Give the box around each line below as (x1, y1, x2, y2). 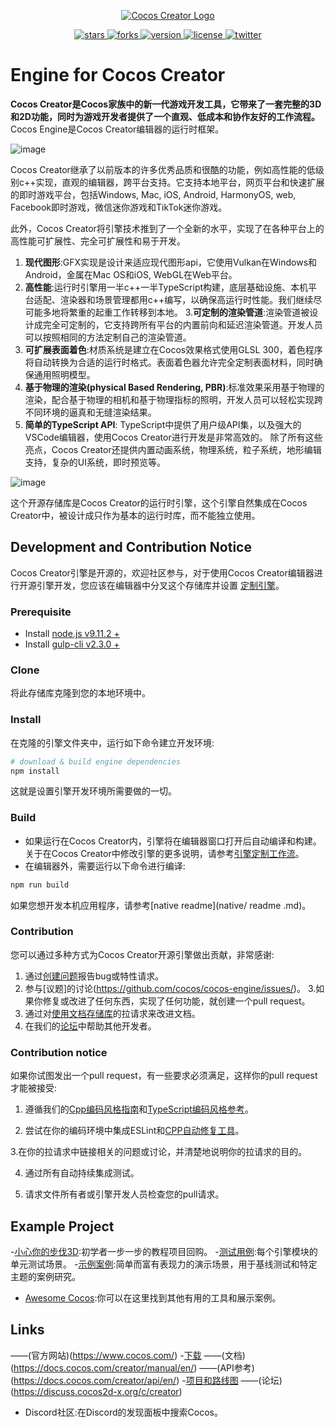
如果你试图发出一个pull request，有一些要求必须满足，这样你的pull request (10, 1070, 318, 1082)
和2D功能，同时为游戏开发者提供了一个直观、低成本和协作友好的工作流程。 (10, 110, 320, 122)
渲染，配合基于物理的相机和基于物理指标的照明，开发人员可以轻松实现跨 (24, 393, 323, 405)
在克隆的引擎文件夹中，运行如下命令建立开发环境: (10, 736, 215, 749)
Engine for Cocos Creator (10, 64, 226, 87)
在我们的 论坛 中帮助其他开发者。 (24, 1020, 157, 1032)
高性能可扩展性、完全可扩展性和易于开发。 (10, 235, 186, 247)
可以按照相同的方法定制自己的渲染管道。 (24, 331, 192, 343)
